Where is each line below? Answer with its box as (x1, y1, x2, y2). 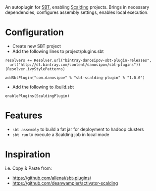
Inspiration (5, 149, 51, 160)
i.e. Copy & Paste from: (5, 165, 52, 171)
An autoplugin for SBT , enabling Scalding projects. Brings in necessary (5, 4, 150, 10)
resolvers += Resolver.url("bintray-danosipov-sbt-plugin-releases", (5, 58, 152, 63)
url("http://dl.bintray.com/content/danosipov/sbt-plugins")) (9, 62, 141, 67)
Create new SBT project (12, 43, 61, 49)
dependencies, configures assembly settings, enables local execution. (5, 9, 149, 15)
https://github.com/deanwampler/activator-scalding (12, 180, 118, 186)
